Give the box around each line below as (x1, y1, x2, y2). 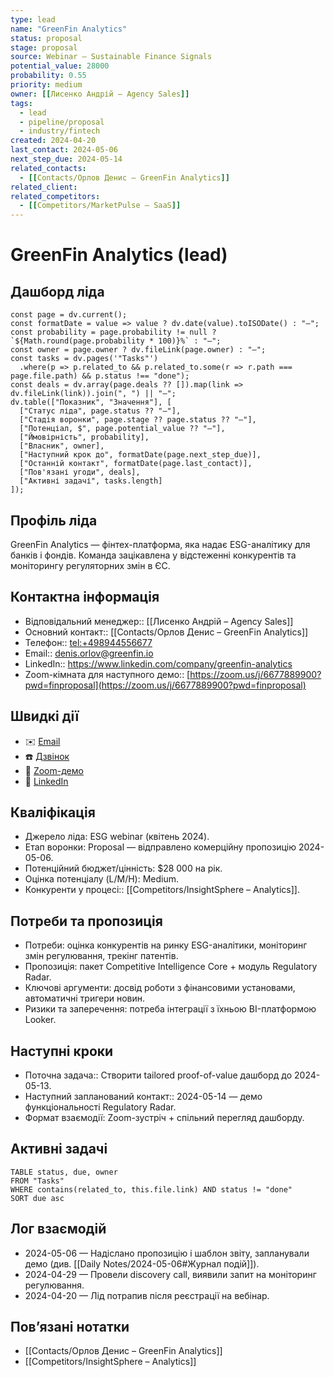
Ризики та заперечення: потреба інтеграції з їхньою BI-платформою (24, 1003, 317, 1015)
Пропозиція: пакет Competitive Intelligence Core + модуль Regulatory (24, 961, 318, 973)
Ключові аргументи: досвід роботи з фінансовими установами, (24, 982, 296, 994)
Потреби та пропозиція (10, 912, 163, 930)
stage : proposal (10, 42, 78, 53)
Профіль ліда (10, 512, 98, 529)
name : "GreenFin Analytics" (10, 24, 128, 34)
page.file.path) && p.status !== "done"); (10, 371, 190, 381)
